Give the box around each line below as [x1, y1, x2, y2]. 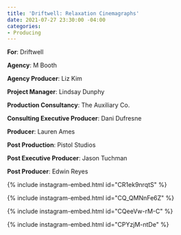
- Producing [7, 29, 41, 36]
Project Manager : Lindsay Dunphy [7, 88, 105, 96]
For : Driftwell [7, 48, 44, 56]
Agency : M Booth [7, 61, 57, 69]
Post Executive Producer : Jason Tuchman [7, 154, 128, 162]
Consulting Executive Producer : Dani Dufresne [7, 114, 142, 123]
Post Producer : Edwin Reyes [7, 167, 88, 175]
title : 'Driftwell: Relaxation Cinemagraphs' [7, 10, 139, 17]
